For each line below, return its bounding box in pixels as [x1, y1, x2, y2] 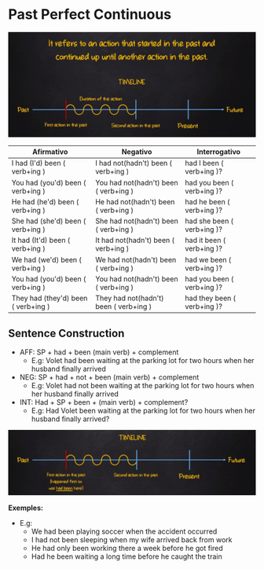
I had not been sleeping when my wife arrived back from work [31, 535, 233, 545]
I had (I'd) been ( [11, 159, 66, 168]
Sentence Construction [8, 326, 125, 340]
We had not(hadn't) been [95, 255, 177, 264]
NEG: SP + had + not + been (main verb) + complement [19, 373, 200, 382]
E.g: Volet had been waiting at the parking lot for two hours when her [31, 356, 255, 365]
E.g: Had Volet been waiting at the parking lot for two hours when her [31, 406, 255, 416]
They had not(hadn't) [95, 293, 164, 303]
